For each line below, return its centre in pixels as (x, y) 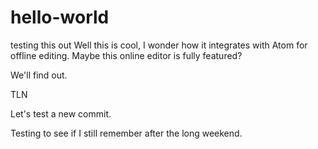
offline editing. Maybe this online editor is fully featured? (126, 55)
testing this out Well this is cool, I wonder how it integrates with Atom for (159, 45)
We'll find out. (39, 75)
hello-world (60, 17)
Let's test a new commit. (61, 113)
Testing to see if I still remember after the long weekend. (126, 133)
